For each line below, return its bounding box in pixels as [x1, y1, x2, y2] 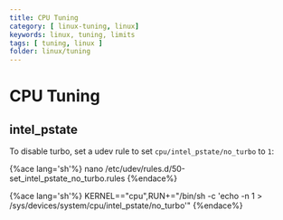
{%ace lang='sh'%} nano [9, 164, 104, 175]
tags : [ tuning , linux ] [9, 38, 103, 48]
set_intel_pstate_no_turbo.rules [9, 173, 126, 184]
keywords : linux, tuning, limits [9, 30, 136, 39]
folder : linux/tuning [9, 47, 91, 56]
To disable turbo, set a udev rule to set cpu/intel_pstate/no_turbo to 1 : [9, 146, 275, 157]
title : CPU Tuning [9, 13, 79, 23]
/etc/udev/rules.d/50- [105, 164, 185, 175]
